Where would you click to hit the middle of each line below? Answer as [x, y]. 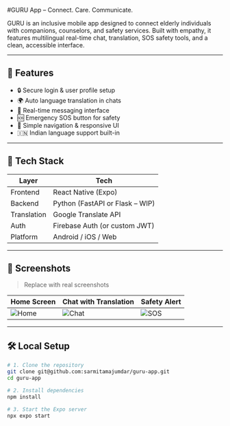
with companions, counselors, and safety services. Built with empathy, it [109, 31]
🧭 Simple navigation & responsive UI [68, 125]
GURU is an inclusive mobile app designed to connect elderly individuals [109, 23]
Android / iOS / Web [85, 236]
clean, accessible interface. [46, 45]
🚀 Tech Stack [36, 161]
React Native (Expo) [85, 192]
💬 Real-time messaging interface [63, 110]
